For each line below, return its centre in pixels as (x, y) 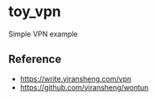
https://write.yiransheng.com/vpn (76, 78)
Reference (35, 59)
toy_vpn (35, 12)
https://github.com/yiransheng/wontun (84, 87)
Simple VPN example (43, 34)
